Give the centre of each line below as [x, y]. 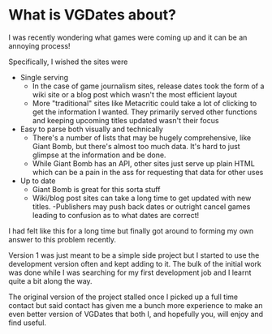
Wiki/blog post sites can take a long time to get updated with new [142, 198]
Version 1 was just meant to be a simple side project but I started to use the [134, 255]
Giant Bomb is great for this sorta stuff [96, 189]
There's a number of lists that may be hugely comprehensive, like [142, 137]
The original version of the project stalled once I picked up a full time [123, 297]
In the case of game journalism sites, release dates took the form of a [148, 86]
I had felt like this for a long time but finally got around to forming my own [131, 231]
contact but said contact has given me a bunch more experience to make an [136, 305]
